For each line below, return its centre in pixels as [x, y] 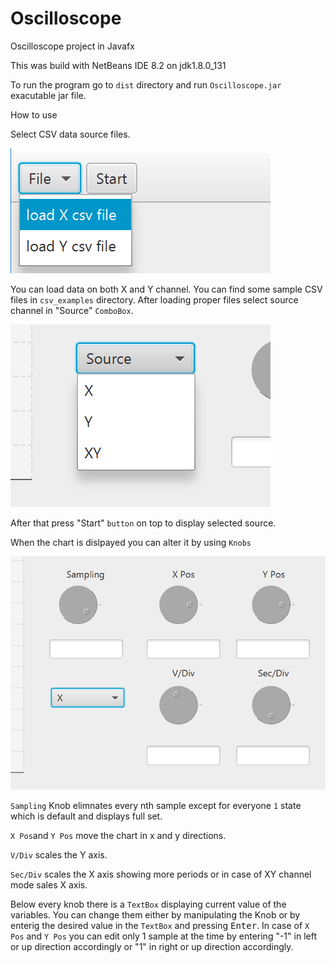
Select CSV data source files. [70, 134]
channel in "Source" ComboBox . [72, 310]
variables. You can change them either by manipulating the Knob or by [155, 914]
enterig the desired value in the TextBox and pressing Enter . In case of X [160, 925]
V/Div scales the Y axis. [59, 854]
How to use [34, 114]
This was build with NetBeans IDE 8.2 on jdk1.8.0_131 [118, 65]
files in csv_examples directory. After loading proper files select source [154, 299]
